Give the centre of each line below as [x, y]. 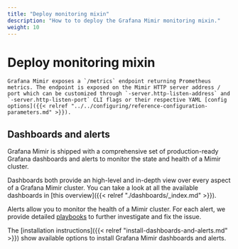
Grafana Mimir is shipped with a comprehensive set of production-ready [113, 152]
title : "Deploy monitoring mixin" [59, 14]
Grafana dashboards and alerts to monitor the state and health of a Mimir [114, 159]
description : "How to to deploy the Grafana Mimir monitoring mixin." [114, 21]
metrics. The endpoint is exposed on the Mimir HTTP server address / [114, 88]
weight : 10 [23, 27]
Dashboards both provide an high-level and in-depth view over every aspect [119, 180]
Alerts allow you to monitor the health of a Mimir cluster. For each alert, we [117, 209]
